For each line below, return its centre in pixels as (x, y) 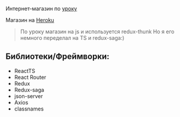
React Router (30, 77)
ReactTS (24, 71)
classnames (29, 109)
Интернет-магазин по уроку (41, 9)
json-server (28, 96)
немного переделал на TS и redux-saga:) (72, 38)
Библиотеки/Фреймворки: (58, 57)
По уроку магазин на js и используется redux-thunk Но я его (97, 31)
